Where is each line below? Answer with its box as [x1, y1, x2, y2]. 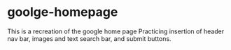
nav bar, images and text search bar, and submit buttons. [7, 34, 171, 42]
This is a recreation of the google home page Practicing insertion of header [7, 27, 225, 35]
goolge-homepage [7, 4, 118, 20]
